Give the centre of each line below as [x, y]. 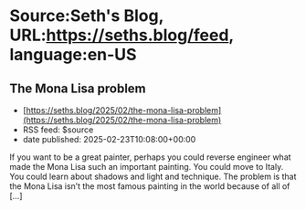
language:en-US [73, 55]
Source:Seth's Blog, [87, 16]
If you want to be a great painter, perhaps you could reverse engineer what [150, 157]
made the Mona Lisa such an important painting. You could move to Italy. [147, 167]
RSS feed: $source [58, 130]
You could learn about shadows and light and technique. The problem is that [153, 176]
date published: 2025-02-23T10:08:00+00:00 [109, 139]
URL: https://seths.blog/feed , [122, 35]
